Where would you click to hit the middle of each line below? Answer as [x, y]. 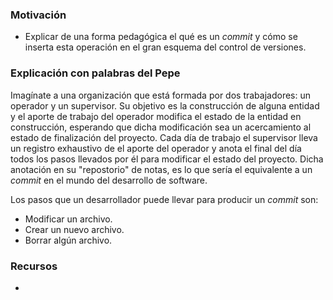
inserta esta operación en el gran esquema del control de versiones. [165, 47]
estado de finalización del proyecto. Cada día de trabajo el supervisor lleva [164, 137]
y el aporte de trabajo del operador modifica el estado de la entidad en [156, 116]
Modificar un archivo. [68, 219]
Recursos [34, 266]
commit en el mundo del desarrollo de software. [109, 180]
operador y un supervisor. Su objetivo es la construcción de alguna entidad [165, 105]
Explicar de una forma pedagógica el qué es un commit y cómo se [161, 37]
